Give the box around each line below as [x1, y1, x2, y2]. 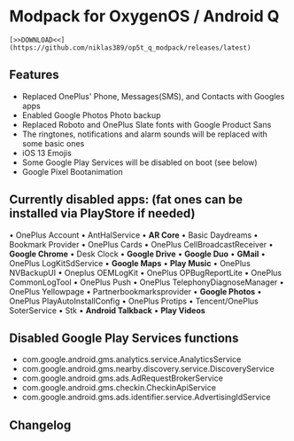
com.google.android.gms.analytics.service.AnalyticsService [21, 354, 242, 365]
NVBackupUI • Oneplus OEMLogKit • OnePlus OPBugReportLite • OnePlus [9, 267, 282, 278]
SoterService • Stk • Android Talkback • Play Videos [9, 304, 205, 316]
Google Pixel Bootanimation [21, 166, 124, 177]
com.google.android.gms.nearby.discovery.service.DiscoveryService [21, 364, 275, 374]
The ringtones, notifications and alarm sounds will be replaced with [21, 129, 267, 139]
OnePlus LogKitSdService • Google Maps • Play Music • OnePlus [9, 257, 251, 268]
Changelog [9, 417, 72, 432]
